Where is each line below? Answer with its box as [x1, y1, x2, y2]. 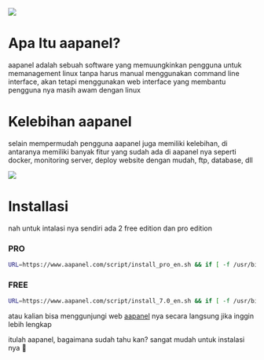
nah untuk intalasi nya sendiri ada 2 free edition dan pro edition [8, 224, 212, 233]
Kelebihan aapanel [8, 113, 132, 131]
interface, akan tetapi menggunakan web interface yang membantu [8, 77, 226, 86]
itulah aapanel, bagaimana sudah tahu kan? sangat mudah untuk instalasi [8, 335, 245, 344]
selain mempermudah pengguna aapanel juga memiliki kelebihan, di [8, 138, 228, 148]
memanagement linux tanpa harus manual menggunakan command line [8, 68, 240, 78]
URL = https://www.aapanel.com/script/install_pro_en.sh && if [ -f [8, 261, 230, 269]
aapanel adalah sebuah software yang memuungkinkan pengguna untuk [8, 60, 242, 70]
